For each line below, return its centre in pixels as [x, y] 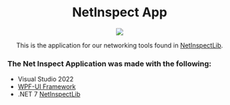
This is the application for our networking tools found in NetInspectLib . [120, 45]
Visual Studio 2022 [46, 79]
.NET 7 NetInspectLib [49, 94]
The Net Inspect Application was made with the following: [110, 63]
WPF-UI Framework [47, 87]
